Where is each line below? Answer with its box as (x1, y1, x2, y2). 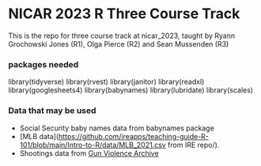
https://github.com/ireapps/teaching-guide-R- (58, 131, 210, 141)
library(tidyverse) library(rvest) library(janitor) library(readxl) (8, 77, 205, 87)
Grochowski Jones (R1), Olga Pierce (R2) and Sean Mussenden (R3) (8, 39, 229, 48)
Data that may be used (8, 105, 96, 116)
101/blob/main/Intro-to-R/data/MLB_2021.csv (19, 140, 166, 149)
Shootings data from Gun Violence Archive (19, 148, 160, 158)
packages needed (8, 58, 79, 70)
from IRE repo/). (167, 140, 220, 149)
